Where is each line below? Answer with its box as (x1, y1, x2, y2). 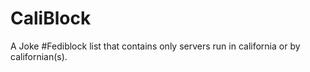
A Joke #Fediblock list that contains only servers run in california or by (10, 40, 301, 52)
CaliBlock (10, 7, 92, 30)
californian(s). (10, 50, 68, 62)
